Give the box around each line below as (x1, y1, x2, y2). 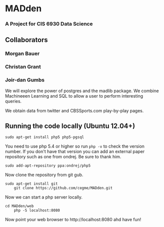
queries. (5, 98, 22, 104)
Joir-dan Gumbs (5, 76, 45, 83)
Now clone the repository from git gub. (5, 172, 84, 178)
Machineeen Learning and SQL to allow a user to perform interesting (5, 93, 143, 99)
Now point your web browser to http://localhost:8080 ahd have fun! (5, 217, 141, 223)
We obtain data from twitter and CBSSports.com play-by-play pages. (5, 107, 144, 113)
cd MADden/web (5, 204, 34, 209)
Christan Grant (5, 63, 41, 70)
